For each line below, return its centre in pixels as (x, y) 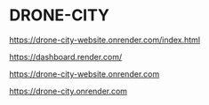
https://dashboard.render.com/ (66, 56)
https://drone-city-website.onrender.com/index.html (105, 40)
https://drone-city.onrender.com (68, 91)
